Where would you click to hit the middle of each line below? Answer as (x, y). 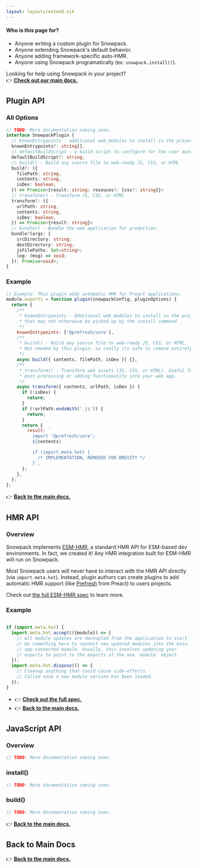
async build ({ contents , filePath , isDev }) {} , (77, 360)
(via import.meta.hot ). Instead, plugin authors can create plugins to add (93, 577)
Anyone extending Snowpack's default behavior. (73, 49)
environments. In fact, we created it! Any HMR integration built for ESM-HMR (98, 553)
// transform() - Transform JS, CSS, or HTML (68, 196)
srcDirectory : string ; (44, 240)
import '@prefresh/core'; (64, 436)
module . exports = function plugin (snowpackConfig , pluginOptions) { (91, 300)
